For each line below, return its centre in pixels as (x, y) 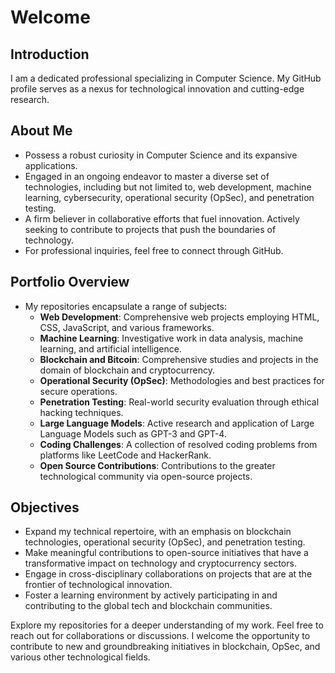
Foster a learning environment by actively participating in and (151, 595)
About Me (41, 131)
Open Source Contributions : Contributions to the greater (157, 465)
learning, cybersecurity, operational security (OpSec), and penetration (169, 197)
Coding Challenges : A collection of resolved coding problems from (178, 444)
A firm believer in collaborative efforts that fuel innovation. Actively (162, 218)
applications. (51, 165)
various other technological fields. (80, 657)
